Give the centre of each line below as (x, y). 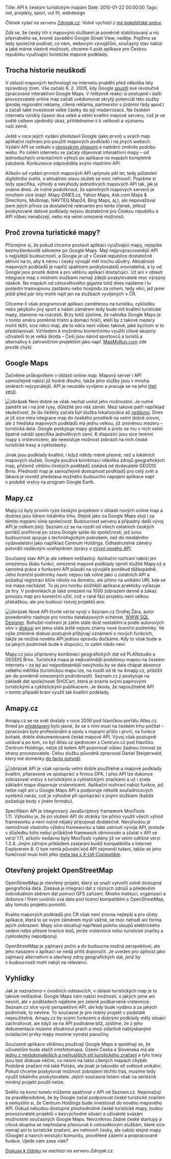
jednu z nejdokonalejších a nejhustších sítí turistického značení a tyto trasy (83, 1055)
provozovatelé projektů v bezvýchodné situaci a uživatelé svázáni (74, 1114)
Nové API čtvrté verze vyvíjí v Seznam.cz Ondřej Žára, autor (91, 612)
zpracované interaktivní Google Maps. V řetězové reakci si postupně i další (83, 94)
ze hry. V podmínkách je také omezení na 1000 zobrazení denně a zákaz (81, 591)
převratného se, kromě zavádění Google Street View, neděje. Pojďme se (81, 38)
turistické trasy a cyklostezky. (36, 445)
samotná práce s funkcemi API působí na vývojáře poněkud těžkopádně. (81, 569)
